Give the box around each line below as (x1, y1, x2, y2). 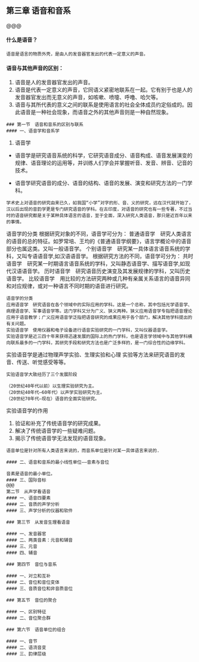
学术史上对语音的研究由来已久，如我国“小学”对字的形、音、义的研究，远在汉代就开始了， (6, 200, 194, 206)
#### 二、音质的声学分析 (6, 501, 60, 507)
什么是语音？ (6, 36, 38, 44)
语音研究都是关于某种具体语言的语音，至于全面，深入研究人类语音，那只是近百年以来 (14, 213, 192, 219)
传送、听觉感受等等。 (16, 359, 69, 366)
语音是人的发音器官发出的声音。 (14, 79, 94, 86)
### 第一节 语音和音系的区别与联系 (6, 122, 83, 128)
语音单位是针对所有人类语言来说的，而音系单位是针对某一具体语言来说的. (6, 448, 160, 454)
